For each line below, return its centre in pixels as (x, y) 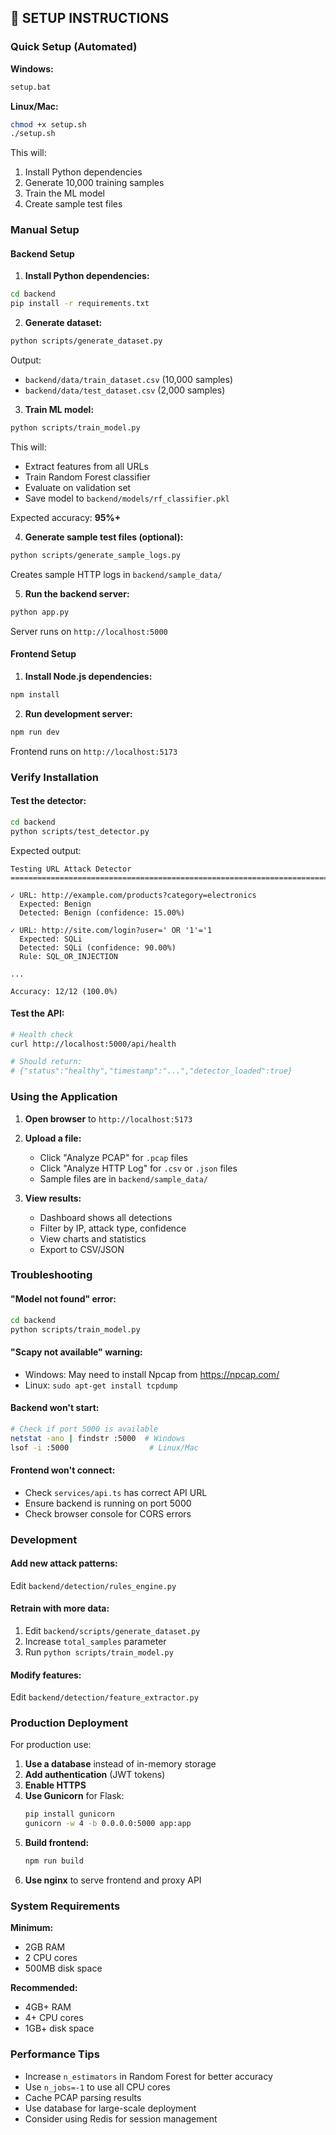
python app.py (40, 612)
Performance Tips (55, 2054)
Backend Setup (42, 253)
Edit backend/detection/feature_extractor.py (104, 1697)
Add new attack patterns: (64, 1563)
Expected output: (46, 850)
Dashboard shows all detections (106, 1217)
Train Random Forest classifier (87, 477)
